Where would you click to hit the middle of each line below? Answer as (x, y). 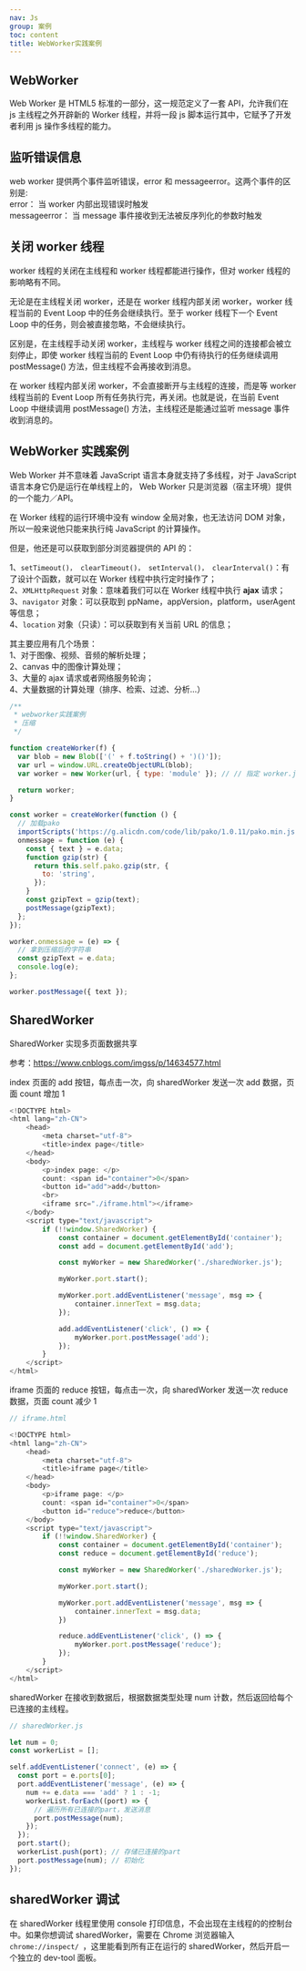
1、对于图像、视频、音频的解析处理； (79, 655)
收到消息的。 (33, 419)
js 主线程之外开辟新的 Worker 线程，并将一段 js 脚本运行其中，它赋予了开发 (151, 115)
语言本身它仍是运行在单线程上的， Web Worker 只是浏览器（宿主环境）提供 (151, 486)
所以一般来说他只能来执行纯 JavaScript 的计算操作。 (108, 529)
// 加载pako (39, 824)
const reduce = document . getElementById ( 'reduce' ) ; (158, 1554)
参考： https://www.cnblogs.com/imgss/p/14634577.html (115, 1062)
